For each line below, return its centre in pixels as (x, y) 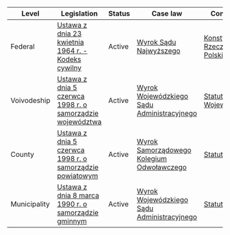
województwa (79, 122)
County (22, 154)
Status (119, 13)
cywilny (69, 68)
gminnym (72, 221)
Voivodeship (30, 100)
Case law (167, 13)
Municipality (30, 204)
